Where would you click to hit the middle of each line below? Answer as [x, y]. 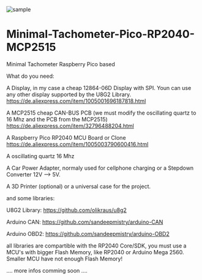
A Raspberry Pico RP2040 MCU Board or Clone [66, 137]
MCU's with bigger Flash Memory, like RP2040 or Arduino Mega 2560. [95, 252]
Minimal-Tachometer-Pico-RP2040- [100, 34]
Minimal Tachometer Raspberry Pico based [61, 64]
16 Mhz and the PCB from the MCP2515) [57, 119]
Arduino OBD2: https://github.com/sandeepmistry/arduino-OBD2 [88, 233]
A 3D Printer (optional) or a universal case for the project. [79, 186]
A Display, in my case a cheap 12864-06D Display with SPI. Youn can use [99, 88]
